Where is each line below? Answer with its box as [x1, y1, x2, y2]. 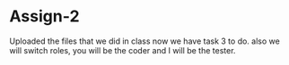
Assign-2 [9, 6, 80, 27]
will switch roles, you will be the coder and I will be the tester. [9, 45, 236, 55]
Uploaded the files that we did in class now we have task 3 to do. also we [9, 36, 280, 46]
